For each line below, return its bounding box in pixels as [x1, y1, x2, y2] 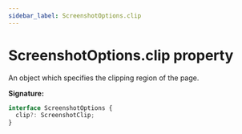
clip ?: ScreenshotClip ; [15, 112, 95, 120]
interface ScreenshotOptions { [8, 104, 113, 112]
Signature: [8, 88, 44, 98]
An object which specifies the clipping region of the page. [8, 73, 200, 83]
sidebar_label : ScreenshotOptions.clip [8, 11, 142, 20]
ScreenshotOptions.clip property [8, 46, 234, 64]
